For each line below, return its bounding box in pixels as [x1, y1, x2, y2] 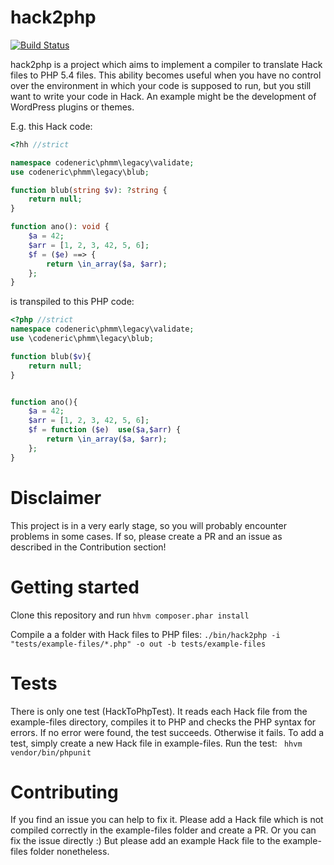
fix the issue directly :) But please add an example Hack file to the [10, 835, 281, 847]
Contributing [10, 781, 119, 803]
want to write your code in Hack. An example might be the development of [10, 90, 317, 102]
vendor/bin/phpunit [10, 747, 92, 758]
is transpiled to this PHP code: [10, 296, 135, 308]
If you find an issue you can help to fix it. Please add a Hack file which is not [10, 814, 324, 826]
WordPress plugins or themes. [10, 101, 135, 113]
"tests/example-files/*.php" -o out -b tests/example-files [10, 639, 267, 649]
